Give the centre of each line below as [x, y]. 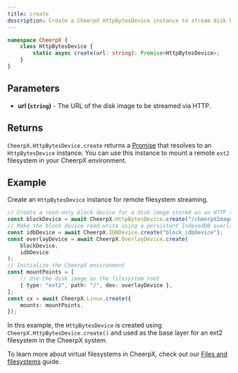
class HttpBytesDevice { [57, 47]
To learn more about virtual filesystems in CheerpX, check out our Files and [118, 354]
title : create [28, 14]
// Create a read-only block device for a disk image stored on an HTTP [117, 213]
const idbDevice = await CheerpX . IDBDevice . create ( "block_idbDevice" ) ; [115, 232]
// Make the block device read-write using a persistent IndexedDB [109, 226]
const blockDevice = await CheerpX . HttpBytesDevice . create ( [98, 220]
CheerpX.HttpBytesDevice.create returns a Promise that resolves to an [109, 145]
